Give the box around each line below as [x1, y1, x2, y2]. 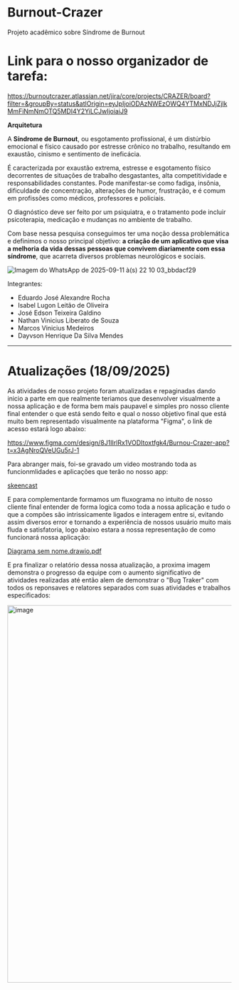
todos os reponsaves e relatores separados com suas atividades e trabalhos [7, 583, 231, 592]
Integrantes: [7, 279, 43, 288]
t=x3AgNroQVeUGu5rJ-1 [7, 445, 80, 454]
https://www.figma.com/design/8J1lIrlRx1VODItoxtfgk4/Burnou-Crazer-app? [7, 438, 230, 447]
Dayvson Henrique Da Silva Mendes [17, 331, 124, 340]
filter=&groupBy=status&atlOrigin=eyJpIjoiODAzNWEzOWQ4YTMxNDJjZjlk [7, 99, 228, 108]
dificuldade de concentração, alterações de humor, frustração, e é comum [7, 186, 226, 195]
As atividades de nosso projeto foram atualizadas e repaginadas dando [7, 386, 216, 395]
